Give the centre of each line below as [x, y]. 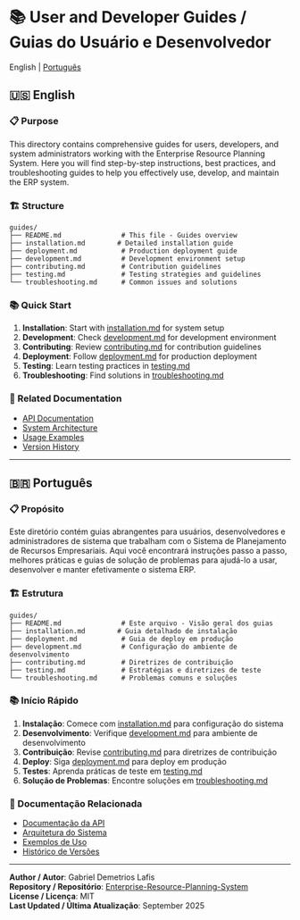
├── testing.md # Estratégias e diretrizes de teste [135, 670]
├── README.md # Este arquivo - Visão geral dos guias [142, 623]
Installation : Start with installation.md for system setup [123, 328]
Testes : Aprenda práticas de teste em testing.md [112, 771]
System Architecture [60, 427]
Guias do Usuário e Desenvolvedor [140, 42]
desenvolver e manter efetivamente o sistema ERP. [103, 570]
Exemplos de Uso [54, 842]
